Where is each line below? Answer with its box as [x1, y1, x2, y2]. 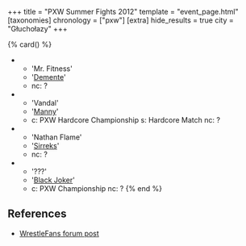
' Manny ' [31, 106, 59, 116]
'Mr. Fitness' [31, 64, 73, 73]
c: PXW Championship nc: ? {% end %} [31, 184, 163, 193]
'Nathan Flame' [31, 132, 82, 142]
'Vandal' [31, 98, 59, 107]
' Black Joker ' [31, 175, 76, 185]
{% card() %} [7, 40, 52, 49]
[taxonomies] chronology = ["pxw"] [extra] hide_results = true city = [7, 15, 235, 25]
